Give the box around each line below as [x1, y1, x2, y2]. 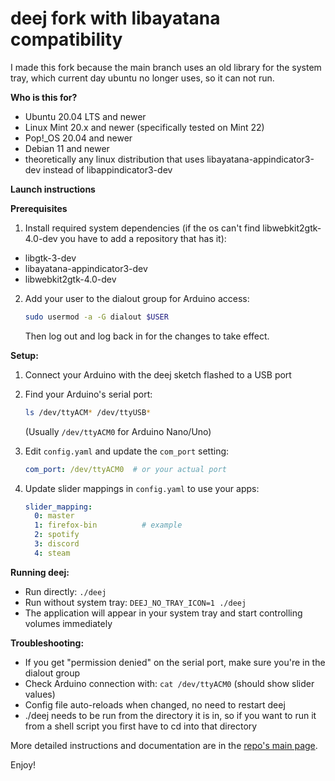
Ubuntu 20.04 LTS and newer [24, 110, 147, 122]
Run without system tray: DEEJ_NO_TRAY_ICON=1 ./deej [24, 596, 247, 608]
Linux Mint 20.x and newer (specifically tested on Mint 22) [24, 121, 265, 133]
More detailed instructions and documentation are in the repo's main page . [10, 739, 318, 751]
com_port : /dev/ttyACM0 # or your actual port [24, 464, 227, 474]
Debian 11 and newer [24, 142, 110, 154]
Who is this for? [10, 91, 78, 103]
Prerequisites [10, 202, 68, 214]
